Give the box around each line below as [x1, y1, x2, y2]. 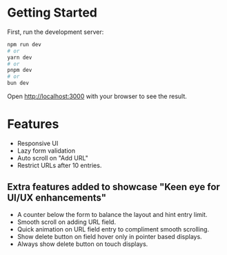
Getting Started [7, 5, 98, 21]
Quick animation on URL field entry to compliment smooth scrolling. [17, 225, 209, 233]
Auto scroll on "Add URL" [17, 154, 88, 162]
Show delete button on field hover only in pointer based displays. [17, 232, 202, 240]
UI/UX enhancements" [7, 192, 107, 204]
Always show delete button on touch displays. [17, 240, 148, 248]
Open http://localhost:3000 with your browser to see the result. [7, 92, 188, 101]
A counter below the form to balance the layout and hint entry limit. [17, 210, 208, 218]
